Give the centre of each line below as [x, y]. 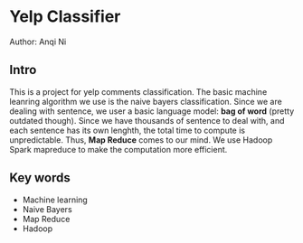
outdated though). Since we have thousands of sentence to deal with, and [147, 120]
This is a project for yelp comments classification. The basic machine [138, 91]
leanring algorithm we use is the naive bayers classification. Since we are [146, 101]
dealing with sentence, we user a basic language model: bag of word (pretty [152, 111]
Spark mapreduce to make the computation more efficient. [118, 149]
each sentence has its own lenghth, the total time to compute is [128, 130]
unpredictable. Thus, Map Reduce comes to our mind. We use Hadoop [141, 140]
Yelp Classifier [65, 17]
